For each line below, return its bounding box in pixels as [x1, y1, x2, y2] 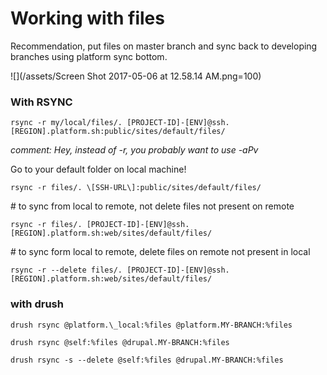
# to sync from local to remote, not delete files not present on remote [10, 200, 295, 212]
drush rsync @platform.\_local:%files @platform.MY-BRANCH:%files [10, 320, 293, 330]
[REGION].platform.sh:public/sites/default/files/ [10, 127, 226, 137]
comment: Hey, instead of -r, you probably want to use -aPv [10, 144, 259, 156]
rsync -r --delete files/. [10, 265, 123, 276]
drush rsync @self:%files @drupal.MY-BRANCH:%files [10, 337, 230, 347]
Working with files [10, 7, 165, 30]
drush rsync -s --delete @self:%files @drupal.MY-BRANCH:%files [10, 355, 284, 365]
